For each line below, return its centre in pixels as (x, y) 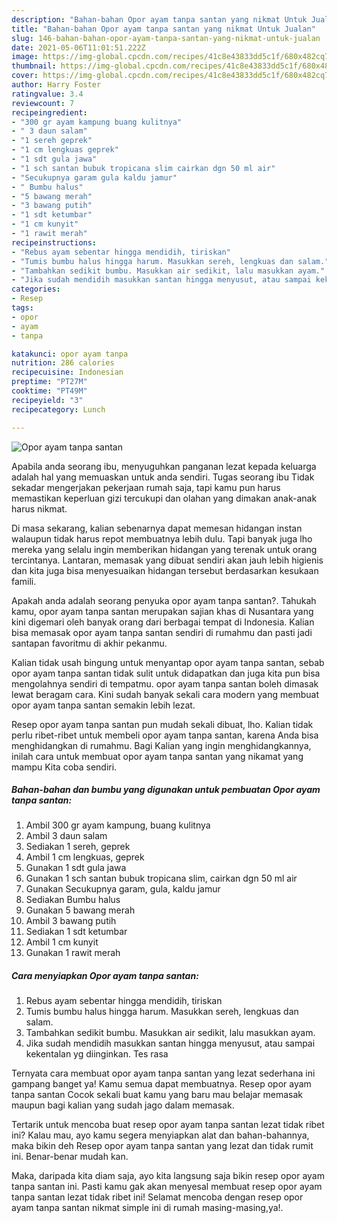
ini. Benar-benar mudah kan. (70, 1157)
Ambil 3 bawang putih (71, 921)
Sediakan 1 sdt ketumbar (76, 932)
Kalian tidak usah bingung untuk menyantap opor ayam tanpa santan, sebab (168, 662)
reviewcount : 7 (43, 103)
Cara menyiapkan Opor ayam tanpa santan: (105, 976)
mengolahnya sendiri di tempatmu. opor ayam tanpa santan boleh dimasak (165, 683)
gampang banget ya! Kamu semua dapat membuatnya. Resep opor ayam (161, 1084)
